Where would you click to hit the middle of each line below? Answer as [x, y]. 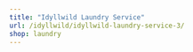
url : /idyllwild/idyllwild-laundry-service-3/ [97, 26]
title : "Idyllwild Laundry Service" [77, 17]
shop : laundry [36, 33]
